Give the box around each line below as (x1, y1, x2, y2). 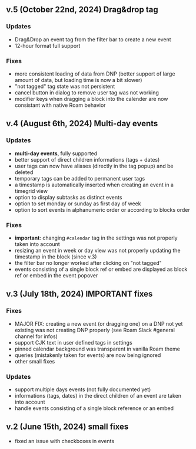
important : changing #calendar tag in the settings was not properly (14, 234, 178, 241)
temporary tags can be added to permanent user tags (14, 175, 145, 182)
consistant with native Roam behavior (14, 101, 106, 109)
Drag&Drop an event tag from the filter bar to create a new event (14, 35, 172, 43)
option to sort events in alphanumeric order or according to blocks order (14, 206, 190, 213)
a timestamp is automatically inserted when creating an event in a (14, 181, 174, 188)
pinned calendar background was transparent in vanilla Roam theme (14, 345, 181, 352)
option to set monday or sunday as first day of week (14, 200, 141, 207)
